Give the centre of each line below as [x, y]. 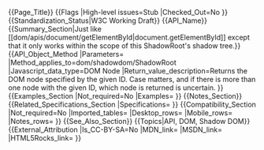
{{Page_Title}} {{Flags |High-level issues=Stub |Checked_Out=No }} [118, 12]
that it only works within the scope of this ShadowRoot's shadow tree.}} [125, 46]
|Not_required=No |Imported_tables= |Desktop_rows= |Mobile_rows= [121, 113]
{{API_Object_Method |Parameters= [66, 54]
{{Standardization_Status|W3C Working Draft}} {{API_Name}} [108, 21]
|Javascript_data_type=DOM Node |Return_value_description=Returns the [128, 71]
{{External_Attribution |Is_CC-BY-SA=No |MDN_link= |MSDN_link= [115, 129]
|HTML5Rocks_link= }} [45, 138]
